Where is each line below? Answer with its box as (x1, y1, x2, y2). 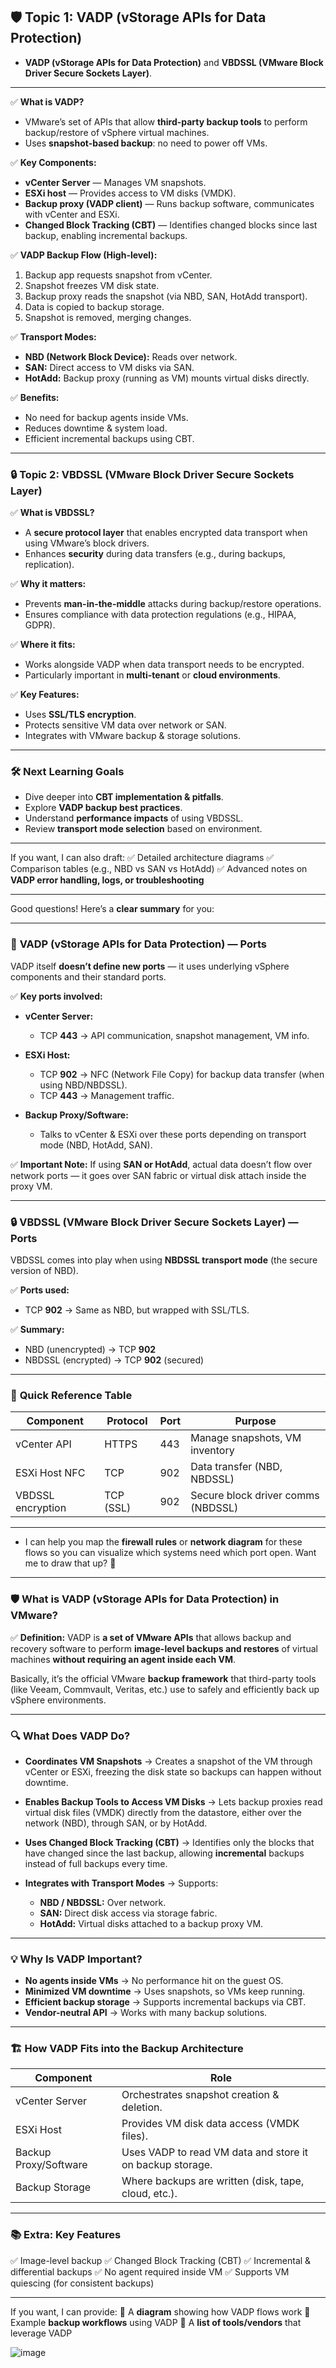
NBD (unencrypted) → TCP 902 (24, 1344, 157, 1355)
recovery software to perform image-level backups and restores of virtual (10, 1642, 318, 1654)
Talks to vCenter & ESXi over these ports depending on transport (39, 1128, 307, 1140)
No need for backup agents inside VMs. (24, 411, 189, 423)
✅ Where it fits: (10, 639, 76, 651)
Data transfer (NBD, (190, 1460, 283, 1474)
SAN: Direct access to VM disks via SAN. (24, 361, 195, 373)
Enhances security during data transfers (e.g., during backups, (24, 548, 286, 560)
